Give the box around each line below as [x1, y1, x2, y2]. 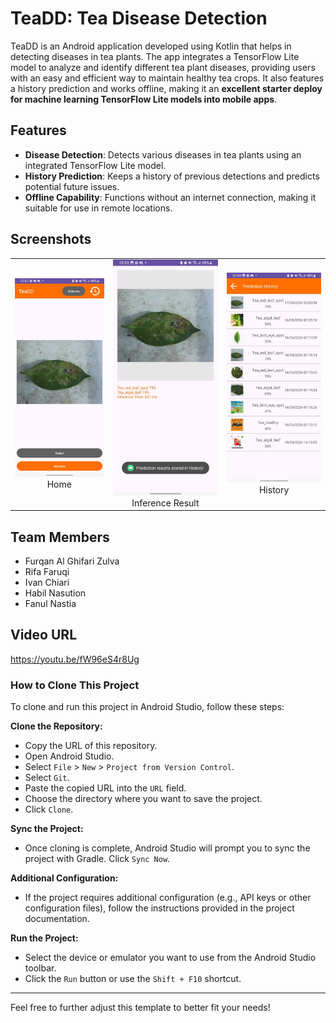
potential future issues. [24, 180, 120, 192]
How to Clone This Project [10, 678, 140, 692]
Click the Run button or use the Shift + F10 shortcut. [24, 973, 242, 985]
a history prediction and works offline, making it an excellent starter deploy [10, 82, 323, 94]
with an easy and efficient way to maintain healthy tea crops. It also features [10, 72, 325, 84]
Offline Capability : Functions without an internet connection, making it [24, 191, 317, 203]
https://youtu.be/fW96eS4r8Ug [10, 653, 140, 665]
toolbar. [24, 962, 57, 974]
